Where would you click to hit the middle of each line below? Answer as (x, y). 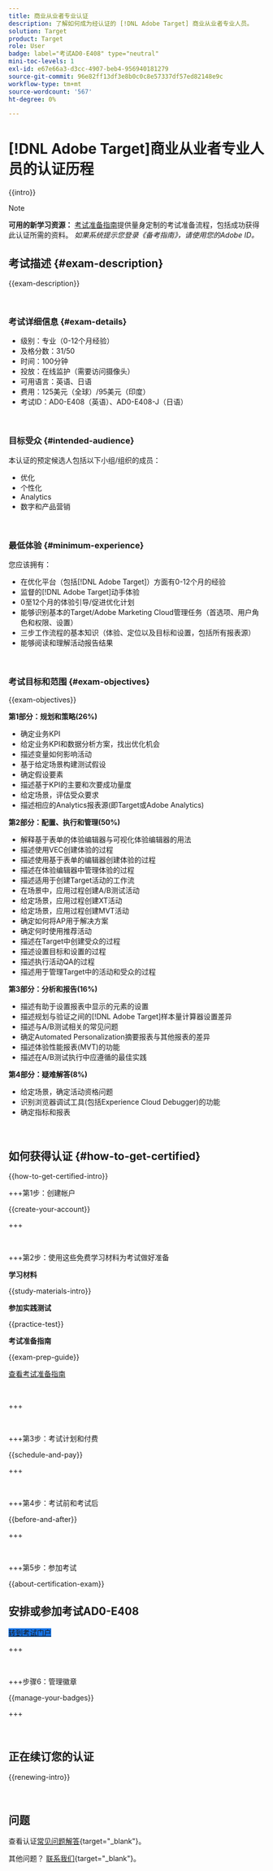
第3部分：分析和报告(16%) (53, 989)
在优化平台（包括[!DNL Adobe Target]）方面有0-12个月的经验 (123, 582)
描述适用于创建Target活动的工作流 (78, 880)
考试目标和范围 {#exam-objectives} (79, 682)
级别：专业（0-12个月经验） (67, 341)
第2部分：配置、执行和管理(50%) (64, 822)
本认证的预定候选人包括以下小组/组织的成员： (84, 460)
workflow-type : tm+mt (45, 84)
